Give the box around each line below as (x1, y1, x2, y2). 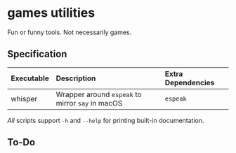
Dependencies (164, 78, 215, 87)
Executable (11, 73, 49, 83)
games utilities (7, 5, 96, 21)
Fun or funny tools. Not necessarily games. (7, 28, 132, 36)
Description (55, 73, 96, 83)
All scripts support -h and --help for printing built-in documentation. (7, 116, 205, 124)
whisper (11, 94, 38, 103)
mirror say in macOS (55, 98, 123, 108)
